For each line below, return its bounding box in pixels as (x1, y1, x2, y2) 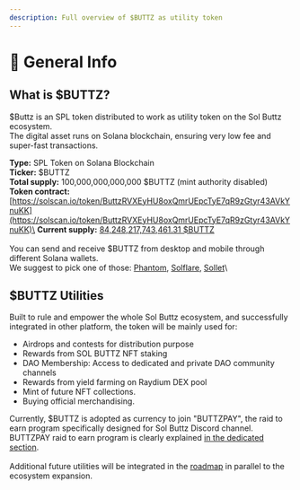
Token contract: (9, 186, 70, 197)
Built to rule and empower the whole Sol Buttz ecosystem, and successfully (9, 311, 289, 323)
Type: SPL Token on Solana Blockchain (9, 157, 154, 168)
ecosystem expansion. (9, 470, 93, 481)
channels (22, 367, 57, 378)
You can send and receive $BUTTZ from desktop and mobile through (9, 243, 265, 254)
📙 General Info (9, 51, 118, 72)
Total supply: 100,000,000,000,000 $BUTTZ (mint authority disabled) (9, 176, 268, 187)
